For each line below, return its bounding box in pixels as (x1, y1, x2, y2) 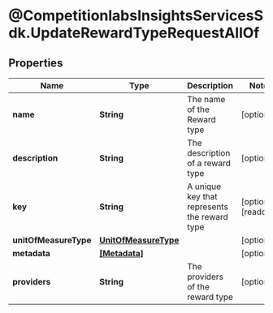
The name (186, 94, 226, 105)
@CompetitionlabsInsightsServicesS (8, 6, 264, 25)
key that (186, 191, 218, 202)
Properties (8, 56, 63, 70)
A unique (186, 181, 222, 192)
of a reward (186, 157, 232, 169)
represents (186, 201, 229, 212)
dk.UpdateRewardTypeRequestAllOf (8, 24, 260, 42)
